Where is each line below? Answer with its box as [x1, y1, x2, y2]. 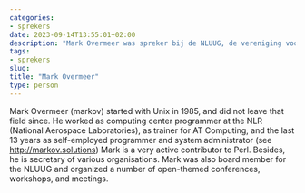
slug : [9, 64, 30, 73]
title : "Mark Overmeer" [9, 72, 100, 82]
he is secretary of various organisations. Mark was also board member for [9, 153, 287, 164]
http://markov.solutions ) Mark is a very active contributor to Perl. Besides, [9, 144, 286, 155]
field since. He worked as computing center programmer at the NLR [9, 115, 263, 126]
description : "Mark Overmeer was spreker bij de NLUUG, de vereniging [9, 38, 282, 48]
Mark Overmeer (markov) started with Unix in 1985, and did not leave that [9, 105, 284, 116]
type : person [9, 81, 59, 90]
